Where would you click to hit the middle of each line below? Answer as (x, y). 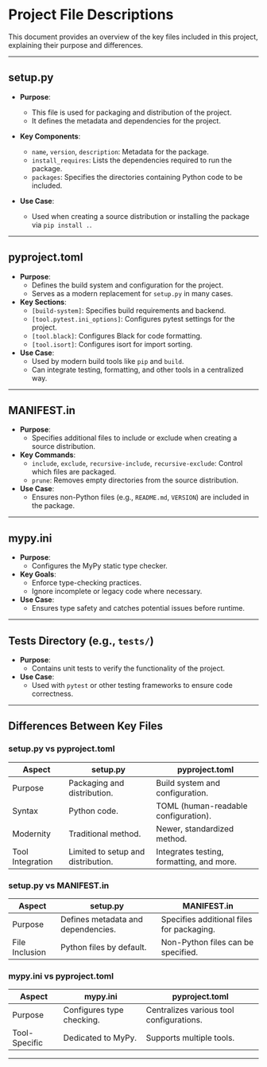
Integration (33, 862)
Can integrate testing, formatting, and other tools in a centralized (137, 369)
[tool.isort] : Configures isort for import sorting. (112, 344)
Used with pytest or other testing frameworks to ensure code (132, 685)
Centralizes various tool (190, 1010)
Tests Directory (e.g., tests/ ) (81, 641)
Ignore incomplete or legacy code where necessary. (117, 592)
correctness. (52, 694)
